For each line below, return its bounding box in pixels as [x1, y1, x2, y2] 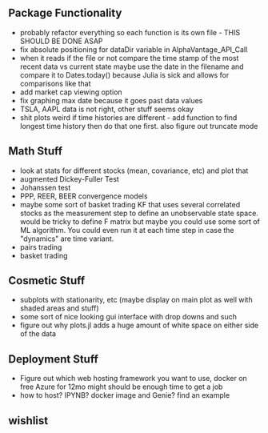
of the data [19, 329, 57, 339]
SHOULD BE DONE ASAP [19, 36, 103, 46]
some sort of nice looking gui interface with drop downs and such [19, 312, 238, 322]
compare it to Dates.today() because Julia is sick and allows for [19, 70, 230, 79]
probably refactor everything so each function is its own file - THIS [19, 27, 241, 37]
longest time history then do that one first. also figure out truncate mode [19, 121, 258, 130]
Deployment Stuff [8, 352, 98, 366]
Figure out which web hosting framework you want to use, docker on [19, 374, 248, 383]
